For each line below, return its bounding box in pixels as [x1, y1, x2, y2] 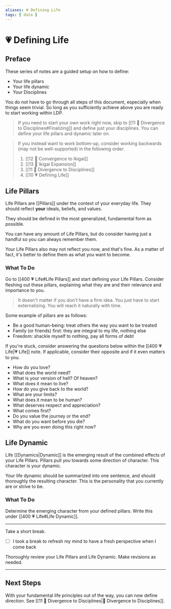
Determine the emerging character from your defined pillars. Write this [5, 508, 153, 514]
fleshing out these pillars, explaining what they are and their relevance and [5, 281, 161, 288]
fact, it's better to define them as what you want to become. [5, 252, 131, 258]
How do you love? [12, 364, 51, 370]
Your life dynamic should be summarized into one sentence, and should [5, 472, 156, 479]
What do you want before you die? [12, 418, 85, 425]
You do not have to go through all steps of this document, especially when [5, 99, 161, 105]
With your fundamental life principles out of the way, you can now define [5, 592, 158, 598]
